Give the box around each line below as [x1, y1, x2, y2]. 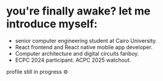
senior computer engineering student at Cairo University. [15, 37, 158, 44]
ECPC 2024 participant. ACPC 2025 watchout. [15, 56, 131, 63]
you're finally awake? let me [6, 4, 151, 18]
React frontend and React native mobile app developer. [15, 44, 153, 51]
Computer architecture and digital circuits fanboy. [15, 50, 139, 57]
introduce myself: [6, 17, 98, 31]
